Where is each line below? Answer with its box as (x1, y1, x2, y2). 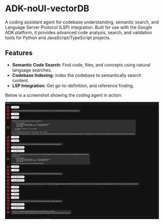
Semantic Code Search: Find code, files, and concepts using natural (12, 62, 150, 67)
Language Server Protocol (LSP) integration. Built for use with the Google (5, 24, 152, 30)
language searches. (12, 67, 52, 73)
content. (12, 77, 29, 83)
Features (5, 49, 33, 57)
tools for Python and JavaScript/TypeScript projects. (5, 35, 111, 41)
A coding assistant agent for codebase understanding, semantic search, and (5, 19, 159, 25)
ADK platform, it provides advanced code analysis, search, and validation (5, 29, 152, 35)
